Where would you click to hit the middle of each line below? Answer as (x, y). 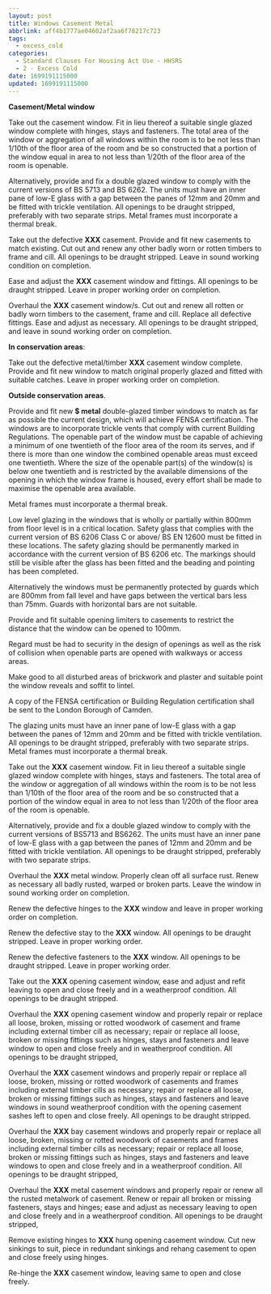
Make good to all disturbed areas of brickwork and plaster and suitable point (135, 677)
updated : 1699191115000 (49, 83)
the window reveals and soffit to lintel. (72, 685)
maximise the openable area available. (72, 488)
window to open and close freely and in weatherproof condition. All (121, 1048)
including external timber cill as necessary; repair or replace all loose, (124, 1031)
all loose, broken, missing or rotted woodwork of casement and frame (125, 1022)
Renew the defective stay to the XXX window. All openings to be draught (130, 932)
